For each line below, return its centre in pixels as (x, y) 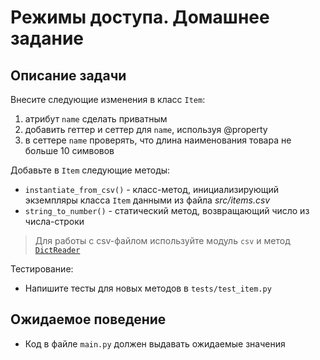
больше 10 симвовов (69, 150)
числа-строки (54, 221)
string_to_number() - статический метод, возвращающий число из (167, 210)
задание (47, 38)
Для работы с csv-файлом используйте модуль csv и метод (162, 240)
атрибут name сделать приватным (96, 119)
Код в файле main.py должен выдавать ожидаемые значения (155, 343)
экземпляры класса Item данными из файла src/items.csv (147, 200)
